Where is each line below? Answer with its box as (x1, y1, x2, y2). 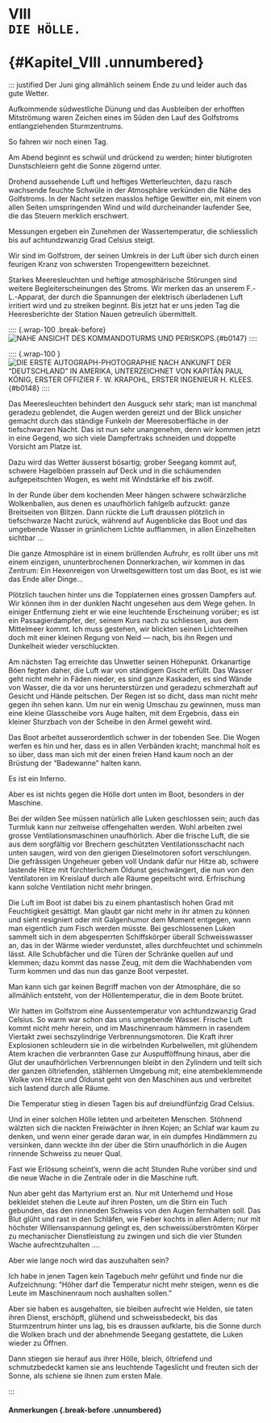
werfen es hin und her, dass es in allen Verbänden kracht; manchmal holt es (8, 741, 261, 751)
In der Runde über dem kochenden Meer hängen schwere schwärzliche (8, 489, 247, 500)
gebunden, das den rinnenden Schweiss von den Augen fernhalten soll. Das (8, 1205, 261, 1215)
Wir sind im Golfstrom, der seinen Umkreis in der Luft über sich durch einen (8, 251, 260, 260)
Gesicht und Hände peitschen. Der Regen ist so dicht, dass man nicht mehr (8, 691, 258, 701)
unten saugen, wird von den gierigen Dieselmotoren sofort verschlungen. (8, 847, 252, 857)
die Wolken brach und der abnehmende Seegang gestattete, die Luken (8, 1329, 244, 1339)
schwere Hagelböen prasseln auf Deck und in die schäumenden (8, 465, 222, 476)
